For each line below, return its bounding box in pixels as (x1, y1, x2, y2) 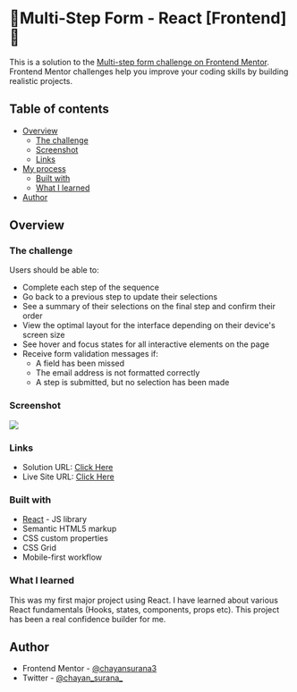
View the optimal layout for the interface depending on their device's (21, 320, 276, 331)
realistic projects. (9, 75, 73, 86)
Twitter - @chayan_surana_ (21, 672, 123, 683)
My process (21, 163, 67, 173)
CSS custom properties (21, 533, 109, 544)
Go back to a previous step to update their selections (21, 291, 217, 302)
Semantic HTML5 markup (21, 523, 117, 535)
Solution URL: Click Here (21, 462, 114, 473)
